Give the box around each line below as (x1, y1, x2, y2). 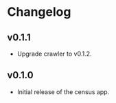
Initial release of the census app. (16, 87, 110, 96)
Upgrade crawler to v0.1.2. (16, 49, 92, 58)
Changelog (7, 4, 71, 20)
